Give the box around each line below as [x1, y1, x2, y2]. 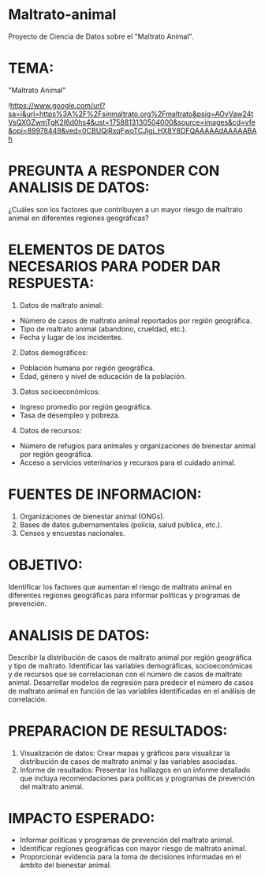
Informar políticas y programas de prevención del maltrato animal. [19, 835, 234, 845]
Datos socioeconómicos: [19, 387, 101, 396]
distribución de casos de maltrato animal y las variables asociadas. [19, 756, 237, 766]
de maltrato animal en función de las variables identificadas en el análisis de [8, 686, 256, 695]
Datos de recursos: [19, 425, 82, 435]
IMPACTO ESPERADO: [8, 809, 155, 827]
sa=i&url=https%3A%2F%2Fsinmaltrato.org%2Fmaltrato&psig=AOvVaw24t [8, 109, 254, 118]
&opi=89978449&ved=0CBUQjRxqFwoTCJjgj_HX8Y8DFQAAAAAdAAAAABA [8, 125, 257, 135]
